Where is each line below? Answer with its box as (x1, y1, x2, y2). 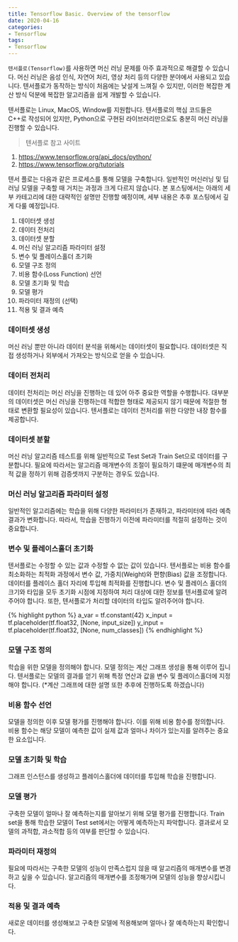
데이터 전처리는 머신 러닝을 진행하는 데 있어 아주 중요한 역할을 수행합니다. (8, 388, 210, 396)
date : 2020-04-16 (8, 17, 59, 24)
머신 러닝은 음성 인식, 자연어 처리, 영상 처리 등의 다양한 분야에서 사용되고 (17, 72, 217, 81)
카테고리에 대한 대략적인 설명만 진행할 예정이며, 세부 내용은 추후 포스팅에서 (15, 193, 222, 201)
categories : (8, 23, 43, 31)
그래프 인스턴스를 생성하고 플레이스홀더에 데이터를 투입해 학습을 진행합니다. (8, 772, 217, 781)
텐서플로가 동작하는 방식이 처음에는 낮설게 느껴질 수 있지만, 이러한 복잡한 (23, 82, 224, 90)
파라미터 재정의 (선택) (18, 296, 79, 305)
